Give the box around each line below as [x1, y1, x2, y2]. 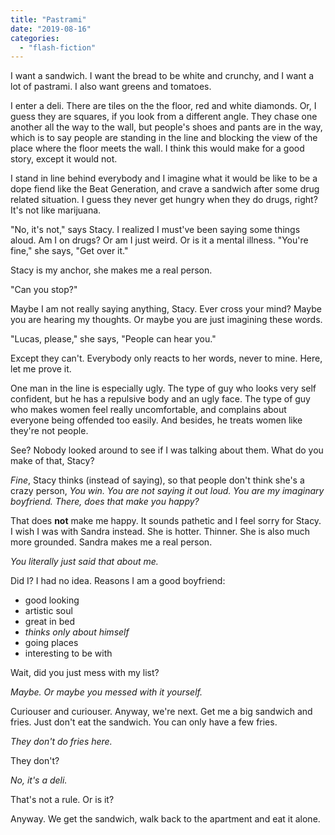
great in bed [24, 616, 76, 628]
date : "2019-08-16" [10, 24, 92, 34]
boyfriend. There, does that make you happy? [10, 496, 200, 508]
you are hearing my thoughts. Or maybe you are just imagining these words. [10, 314, 323, 326]
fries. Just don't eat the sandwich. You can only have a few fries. [10, 716, 278, 728]
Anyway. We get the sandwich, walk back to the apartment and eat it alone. [10, 813, 321, 825]
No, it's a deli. [10, 774, 68, 786]
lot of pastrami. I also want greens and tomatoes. [10, 81, 212, 93]
